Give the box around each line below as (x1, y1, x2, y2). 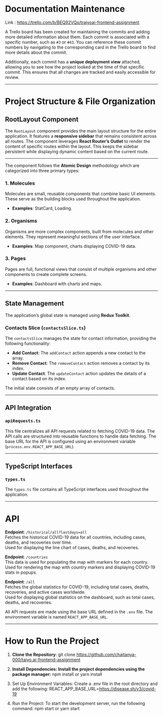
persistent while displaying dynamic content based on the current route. (5, 148, 149, 154)
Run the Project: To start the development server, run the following (12, 700, 146, 706)
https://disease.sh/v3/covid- (98, 686, 156, 692)
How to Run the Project (5, 635, 99, 647)
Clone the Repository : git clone (12, 651, 76, 658)
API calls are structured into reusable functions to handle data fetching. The (5, 433, 156, 439)
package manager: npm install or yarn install (12, 671, 102, 677)
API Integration (5, 404, 52, 412)
